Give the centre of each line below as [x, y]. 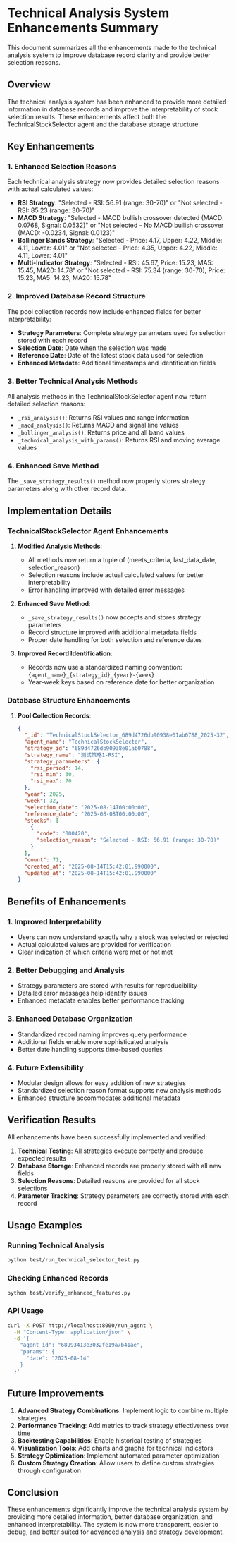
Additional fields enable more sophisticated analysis [93, 1041]
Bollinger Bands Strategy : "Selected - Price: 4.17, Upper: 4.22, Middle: [120, 241]
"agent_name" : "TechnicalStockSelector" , [86, 742]
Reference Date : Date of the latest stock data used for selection [110, 355]
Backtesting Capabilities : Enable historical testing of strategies [110, 1440]
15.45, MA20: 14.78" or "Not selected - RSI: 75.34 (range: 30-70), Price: [121, 270]
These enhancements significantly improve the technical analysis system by [118, 1509]
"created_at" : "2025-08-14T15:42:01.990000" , [92, 866]
